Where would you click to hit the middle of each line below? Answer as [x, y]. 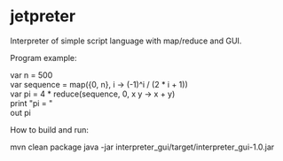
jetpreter [43, 16]
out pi [21, 112]
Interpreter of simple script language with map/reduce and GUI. [126, 41]
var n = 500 [31, 75]
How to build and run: [50, 129]
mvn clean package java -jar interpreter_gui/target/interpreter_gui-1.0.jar [142, 147]
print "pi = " [31, 103]
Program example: [44, 57]
